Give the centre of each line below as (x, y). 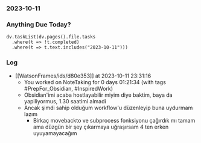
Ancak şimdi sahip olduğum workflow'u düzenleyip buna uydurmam (108, 108)
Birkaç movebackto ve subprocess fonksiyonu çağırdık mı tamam (114, 120)
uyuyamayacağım (55, 133)
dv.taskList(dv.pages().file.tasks (51, 37)
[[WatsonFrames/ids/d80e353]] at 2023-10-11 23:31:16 (83, 76)
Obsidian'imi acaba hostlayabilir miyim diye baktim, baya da (98, 95)
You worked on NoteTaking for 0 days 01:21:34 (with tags (95, 82)
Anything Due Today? (39, 24)
